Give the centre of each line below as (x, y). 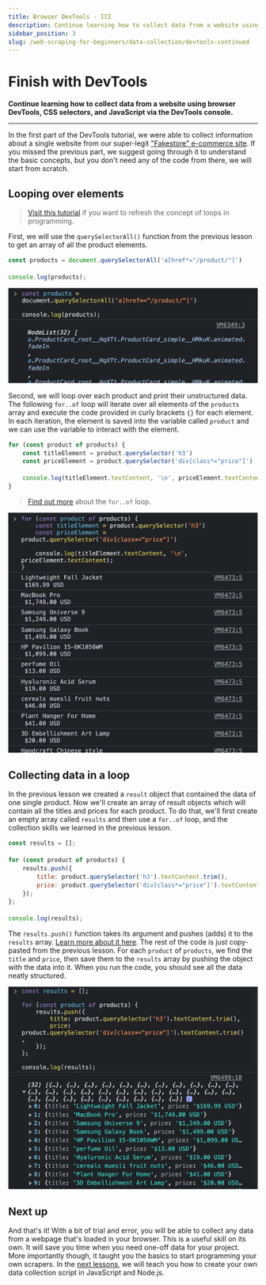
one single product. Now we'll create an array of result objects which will (127, 803)
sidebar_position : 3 (42, 33)
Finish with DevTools (78, 82)
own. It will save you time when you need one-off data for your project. (124, 1248)
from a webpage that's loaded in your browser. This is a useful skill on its (127, 1239)
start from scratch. (38, 169)
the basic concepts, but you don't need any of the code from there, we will (130, 160)
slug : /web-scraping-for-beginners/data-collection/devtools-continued (129, 42)
